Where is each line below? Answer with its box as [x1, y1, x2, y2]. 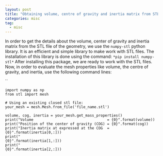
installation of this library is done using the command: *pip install [5, 54, 140, 59]
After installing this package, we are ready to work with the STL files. [15, 59, 153, 65]
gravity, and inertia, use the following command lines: [5, 69, 112, 75]
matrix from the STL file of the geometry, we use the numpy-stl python [5, 43, 146, 49]
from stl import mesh [5, 92, 49, 97]
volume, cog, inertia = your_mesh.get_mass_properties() [5, 113, 123, 118]
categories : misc [5, 16, 40, 21]
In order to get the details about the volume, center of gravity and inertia [5, 38, 149, 44]
